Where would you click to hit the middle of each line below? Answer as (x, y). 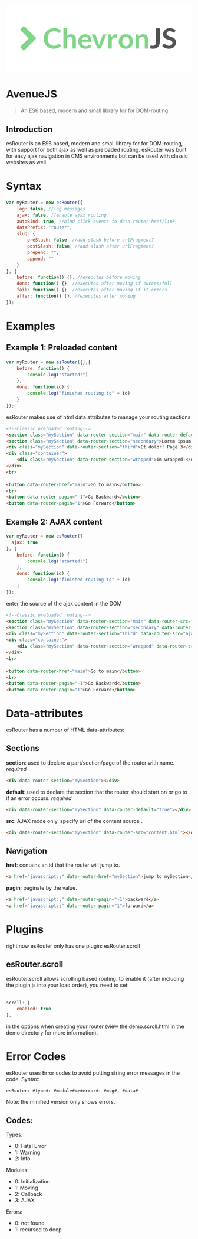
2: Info (22, 1158)
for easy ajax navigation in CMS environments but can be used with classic (97, 156)
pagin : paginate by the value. (42, 888)
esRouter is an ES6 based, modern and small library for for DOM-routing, (95, 144)
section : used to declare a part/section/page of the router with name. (90, 762)
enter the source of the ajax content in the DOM (64, 603)
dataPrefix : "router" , (44, 227)
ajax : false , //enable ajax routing (62, 215)
